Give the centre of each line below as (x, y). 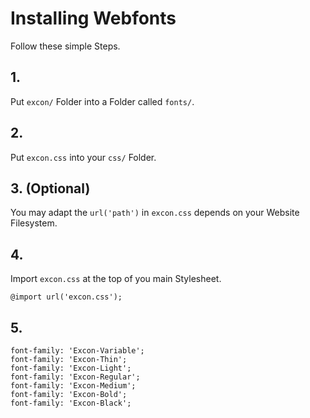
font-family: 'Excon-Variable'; (77, 351)
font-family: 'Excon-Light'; (71, 368)
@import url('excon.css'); (66, 297)
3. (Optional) (50, 188)
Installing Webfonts (93, 18)
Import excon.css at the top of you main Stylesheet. (116, 279)
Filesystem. (34, 223)
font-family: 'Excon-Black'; (71, 403)
